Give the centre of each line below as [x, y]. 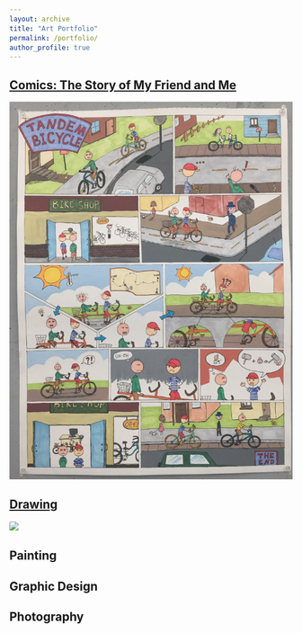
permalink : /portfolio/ [54, 38]
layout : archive [40, 19]
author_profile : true [50, 48]
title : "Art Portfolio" [54, 28]
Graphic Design [54, 586]
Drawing [34, 505]
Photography [47, 617]
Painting [33, 556]
